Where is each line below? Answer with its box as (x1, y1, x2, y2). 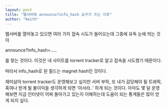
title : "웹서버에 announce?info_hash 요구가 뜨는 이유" (5, 12, 112, 17)
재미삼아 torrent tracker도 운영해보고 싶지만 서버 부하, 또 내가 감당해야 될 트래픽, (5, 78, 162, 85)
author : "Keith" (5, 16, 39, 21)
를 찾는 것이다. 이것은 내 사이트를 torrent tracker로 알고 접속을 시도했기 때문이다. (5, 57, 162, 63)
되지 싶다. (10, 97, 29, 103)
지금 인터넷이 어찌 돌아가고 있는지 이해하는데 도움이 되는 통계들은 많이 (18, 91, 155, 97)
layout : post (5, 7, 32, 12)
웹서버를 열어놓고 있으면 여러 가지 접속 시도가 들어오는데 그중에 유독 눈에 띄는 (5, 31, 156, 37)
